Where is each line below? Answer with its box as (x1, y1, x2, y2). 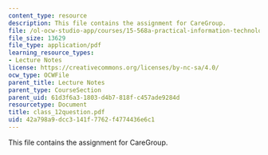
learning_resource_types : (8, 49, 94, 57)
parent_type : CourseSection (8, 85, 102, 94)
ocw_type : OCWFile (8, 71, 69, 79)
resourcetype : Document (8, 101, 88, 109)
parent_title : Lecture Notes (8, 78, 105, 86)
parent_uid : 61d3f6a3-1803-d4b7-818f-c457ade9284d (8, 93, 180, 101)
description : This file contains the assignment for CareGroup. (8, 19, 227, 27)
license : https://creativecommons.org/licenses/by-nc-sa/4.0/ (8, 64, 219, 72)
